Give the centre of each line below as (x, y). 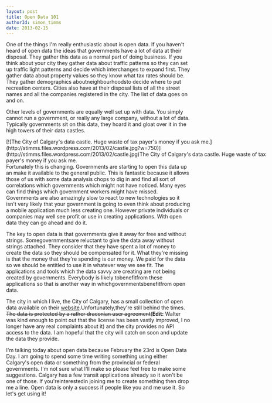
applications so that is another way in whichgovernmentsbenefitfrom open (96, 284)
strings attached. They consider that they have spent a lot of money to (91, 247)
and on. (15, 101)
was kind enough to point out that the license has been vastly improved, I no (98, 320)
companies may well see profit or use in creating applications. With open (94, 217)
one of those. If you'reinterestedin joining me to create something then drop (98, 381)
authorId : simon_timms (34, 22)
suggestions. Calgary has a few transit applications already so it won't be (94, 375)
